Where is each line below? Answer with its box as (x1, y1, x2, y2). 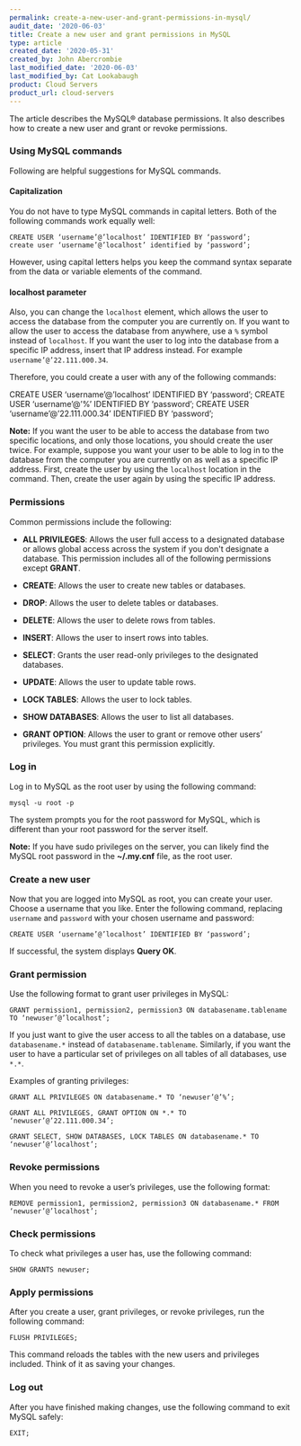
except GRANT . (22, 563, 81, 573)
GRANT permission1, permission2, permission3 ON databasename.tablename (9, 1006, 288, 1016)
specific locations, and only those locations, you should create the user (9, 435, 274, 446)
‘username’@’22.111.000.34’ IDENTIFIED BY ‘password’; (9, 408, 214, 419)
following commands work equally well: (9, 216, 155, 226)
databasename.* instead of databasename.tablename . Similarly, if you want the (9, 1039, 291, 1050)
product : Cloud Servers (9, 80, 99, 89)
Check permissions (9, 1228, 96, 1240)
